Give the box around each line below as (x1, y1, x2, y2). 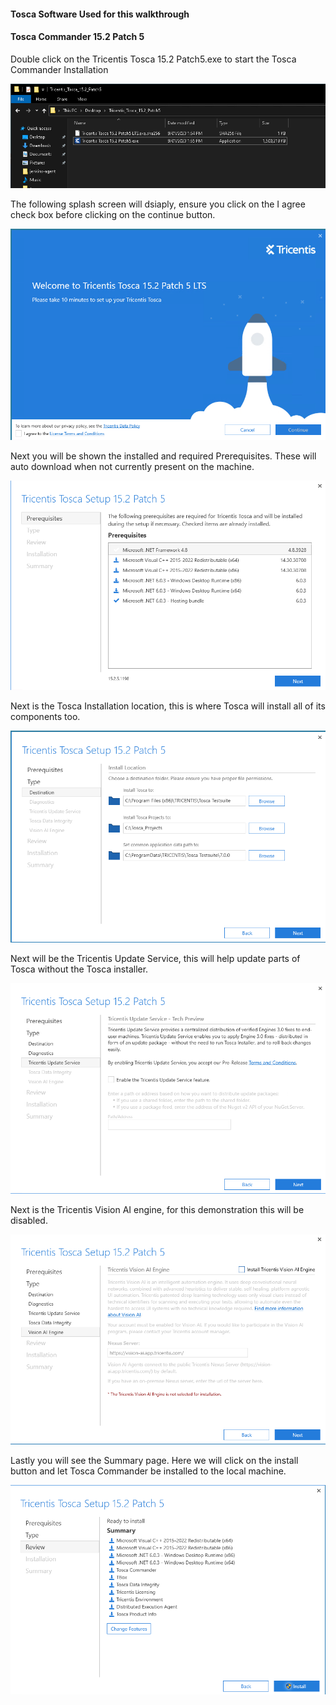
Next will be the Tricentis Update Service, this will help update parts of (10, 952, 301, 964)
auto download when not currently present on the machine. (10, 460, 255, 472)
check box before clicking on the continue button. (10, 209, 216, 221)
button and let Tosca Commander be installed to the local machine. (10, 1465, 287, 1477)
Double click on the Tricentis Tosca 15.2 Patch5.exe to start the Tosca (10, 53, 297, 65)
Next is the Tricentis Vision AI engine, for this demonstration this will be (10, 1203, 305, 1215)
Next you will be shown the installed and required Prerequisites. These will (10, 450, 317, 462)
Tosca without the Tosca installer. (10, 963, 149, 975)
